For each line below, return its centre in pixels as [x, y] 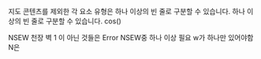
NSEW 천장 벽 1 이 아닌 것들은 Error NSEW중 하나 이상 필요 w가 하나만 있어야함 [131, 38]
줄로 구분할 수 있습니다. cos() [76, 21]
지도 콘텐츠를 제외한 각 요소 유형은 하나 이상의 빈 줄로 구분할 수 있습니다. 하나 [127, 11]
